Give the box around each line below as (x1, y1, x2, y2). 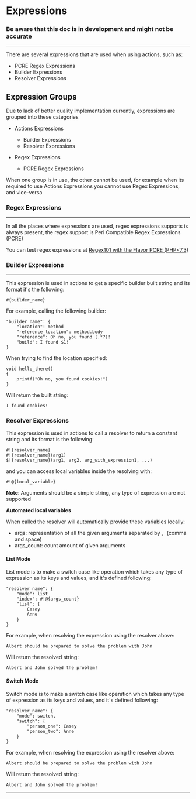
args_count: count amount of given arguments (14, 542, 126, 549)
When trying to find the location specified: (6, 354, 107, 361)
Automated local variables (6, 507, 71, 514)
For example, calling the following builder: (6, 307, 107, 314)
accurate (6, 32, 32, 40)
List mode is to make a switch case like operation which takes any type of (6, 568, 183, 575)
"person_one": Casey (27, 723, 77, 729)
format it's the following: (6, 286, 65, 293)
